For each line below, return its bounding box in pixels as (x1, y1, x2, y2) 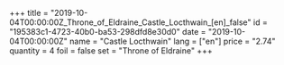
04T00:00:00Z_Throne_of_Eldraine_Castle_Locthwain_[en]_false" (9, 17, 252, 28)
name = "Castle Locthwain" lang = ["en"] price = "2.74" (69, 36, 277, 46)
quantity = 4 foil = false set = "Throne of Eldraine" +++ (9, 45, 214, 56)
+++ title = (9, 8, 50, 18)
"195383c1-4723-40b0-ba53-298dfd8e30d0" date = (9, 27, 206, 37)
